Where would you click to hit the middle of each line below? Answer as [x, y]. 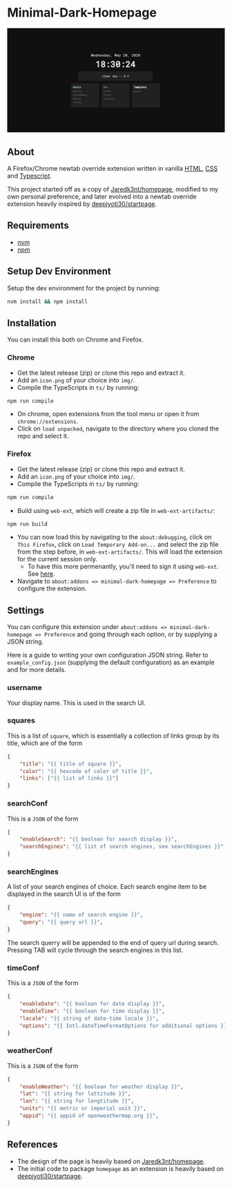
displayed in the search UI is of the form [64, 894]
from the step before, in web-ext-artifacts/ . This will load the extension [120, 552]
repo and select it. [43, 436]
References [32, 1144]
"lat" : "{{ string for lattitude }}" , [75, 1094]
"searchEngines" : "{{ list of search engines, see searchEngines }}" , [123, 847]
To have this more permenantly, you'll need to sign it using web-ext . [123, 567]
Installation [32, 323]
